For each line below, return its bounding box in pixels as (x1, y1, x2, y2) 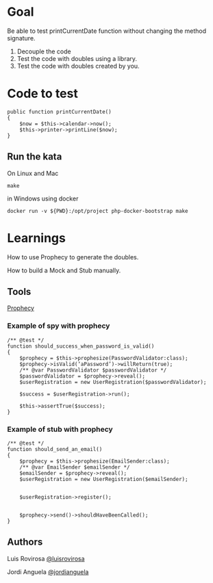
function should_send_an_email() (7, 446, 103, 453)
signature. (7, 34, 36, 42)
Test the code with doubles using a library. (16, 54, 138, 62)
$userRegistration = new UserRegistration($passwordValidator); (19, 378, 207, 385)
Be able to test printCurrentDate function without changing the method (7, 27, 207, 35)
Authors (7, 536, 43, 548)
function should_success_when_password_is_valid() (7, 343, 155, 350)
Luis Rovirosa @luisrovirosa (7, 554, 85, 562)
